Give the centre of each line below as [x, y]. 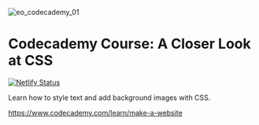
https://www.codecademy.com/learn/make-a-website [95, 112]
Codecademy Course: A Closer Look [129, 44]
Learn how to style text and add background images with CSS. [109, 97]
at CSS [31, 61]
